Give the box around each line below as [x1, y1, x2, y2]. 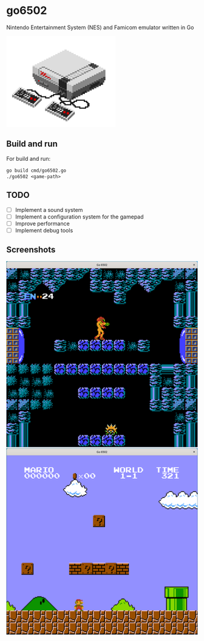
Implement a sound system [15, 206, 83, 213]
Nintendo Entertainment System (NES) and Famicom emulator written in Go [6, 24, 194, 31]
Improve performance [15, 220, 70, 227]
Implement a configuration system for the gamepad [15, 213, 144, 220]
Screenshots [6, 245, 56, 255]
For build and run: [6, 155, 50, 162]
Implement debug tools [15, 226, 73, 234]
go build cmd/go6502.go [6, 168, 67, 174]
